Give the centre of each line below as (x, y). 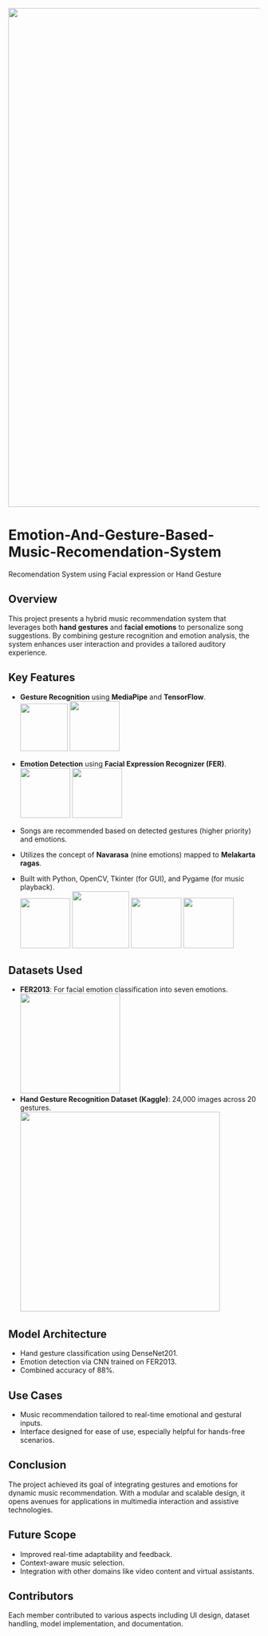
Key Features (42, 677)
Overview (33, 599)
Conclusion (37, 1465)
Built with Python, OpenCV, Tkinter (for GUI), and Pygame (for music (132, 878)
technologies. (31, 1510)
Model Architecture (58, 1334)
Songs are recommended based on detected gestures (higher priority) (135, 830)
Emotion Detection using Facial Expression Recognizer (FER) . (123, 763)
